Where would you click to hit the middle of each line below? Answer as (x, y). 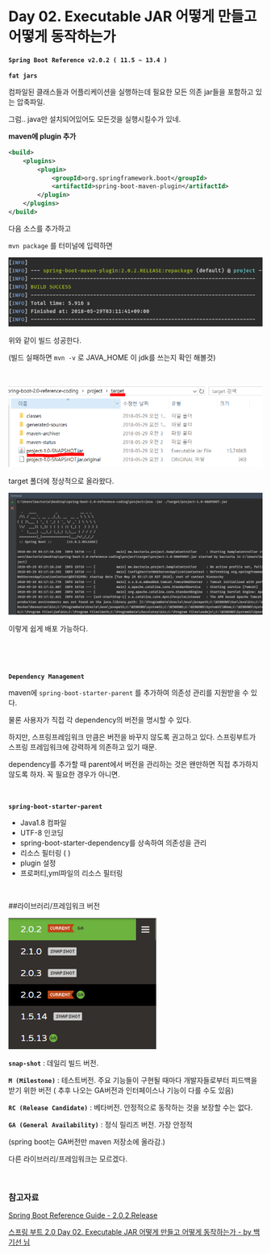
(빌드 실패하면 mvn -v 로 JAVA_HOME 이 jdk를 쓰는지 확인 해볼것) (112, 358)
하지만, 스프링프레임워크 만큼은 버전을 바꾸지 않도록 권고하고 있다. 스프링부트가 (132, 737)
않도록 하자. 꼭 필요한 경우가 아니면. (64, 774)
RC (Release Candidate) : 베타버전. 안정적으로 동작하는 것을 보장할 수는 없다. (131, 1108)
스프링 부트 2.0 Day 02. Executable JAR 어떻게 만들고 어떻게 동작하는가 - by (130, 1232)
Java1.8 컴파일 (43, 823)
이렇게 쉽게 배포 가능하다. (48, 629)
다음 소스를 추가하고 (40, 228)
